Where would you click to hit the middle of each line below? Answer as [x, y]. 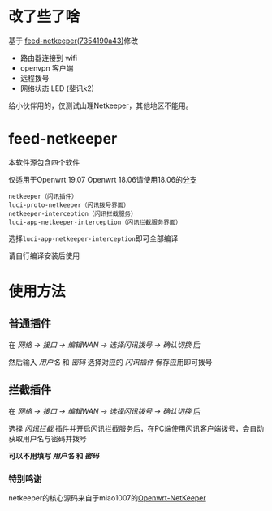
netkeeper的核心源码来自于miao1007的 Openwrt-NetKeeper [108, 498]
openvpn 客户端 [47, 68]
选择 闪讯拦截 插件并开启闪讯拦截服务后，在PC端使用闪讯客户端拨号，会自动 [136, 428]
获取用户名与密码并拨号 [47, 438]
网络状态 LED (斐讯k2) [57, 88]
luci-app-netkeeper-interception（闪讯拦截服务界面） [95, 222]
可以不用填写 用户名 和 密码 [54, 456]
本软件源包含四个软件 [44, 162]
